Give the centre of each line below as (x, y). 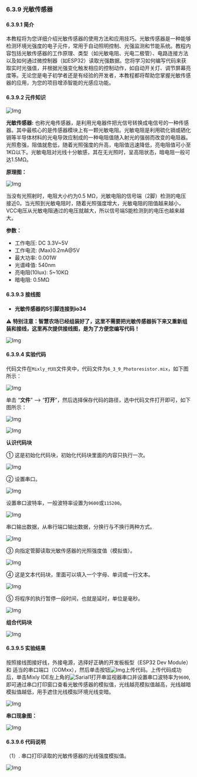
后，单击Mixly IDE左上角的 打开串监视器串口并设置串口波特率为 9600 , (98, 677)
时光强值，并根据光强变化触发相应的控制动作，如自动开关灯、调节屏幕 (101, 68)
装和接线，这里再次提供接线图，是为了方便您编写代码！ (73, 328)
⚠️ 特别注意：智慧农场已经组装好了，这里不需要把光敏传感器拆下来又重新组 (97, 321)
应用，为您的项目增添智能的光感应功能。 (65, 83)
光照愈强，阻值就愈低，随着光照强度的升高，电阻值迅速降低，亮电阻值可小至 (98, 145)
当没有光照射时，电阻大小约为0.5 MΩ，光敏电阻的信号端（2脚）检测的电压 (96, 196)
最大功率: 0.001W (35, 258)
